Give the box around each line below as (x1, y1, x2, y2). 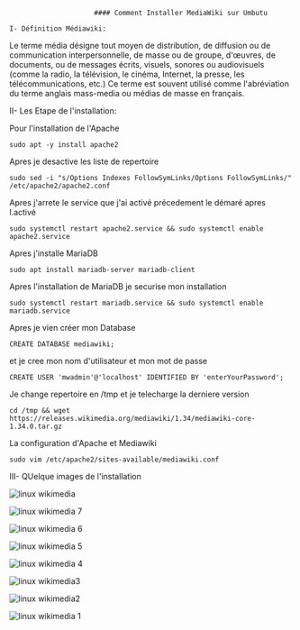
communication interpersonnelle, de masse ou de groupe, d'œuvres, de (9, 50, 277, 60)
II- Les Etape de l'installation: (9, 105, 117, 116)
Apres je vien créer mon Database (9, 323, 136, 333)
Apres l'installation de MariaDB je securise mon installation (9, 281, 227, 292)
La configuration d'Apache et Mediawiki (9, 438, 158, 448)
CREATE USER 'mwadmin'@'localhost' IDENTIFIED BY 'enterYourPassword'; (9, 373, 284, 382)
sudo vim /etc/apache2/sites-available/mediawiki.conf (9, 455, 220, 464)
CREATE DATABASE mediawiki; (9, 340, 115, 349)
